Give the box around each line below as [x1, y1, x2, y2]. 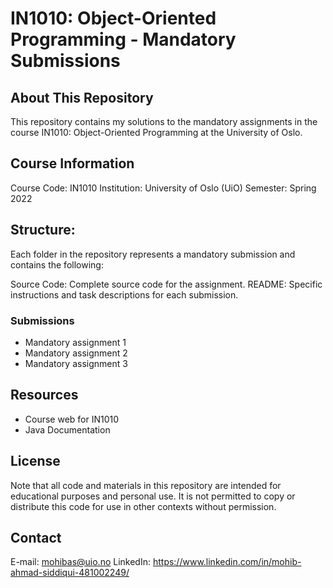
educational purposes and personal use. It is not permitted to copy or [10, 490, 296, 502]
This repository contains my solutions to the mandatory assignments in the [10, 116, 318, 127]
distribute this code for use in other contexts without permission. [10, 500, 277, 512]
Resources [10, 387, 79, 404]
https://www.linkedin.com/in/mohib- [152, 556, 302, 568]
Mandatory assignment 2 [24, 347, 128, 359]
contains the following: [10, 258, 104, 271]
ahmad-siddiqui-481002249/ [10, 567, 130, 579]
